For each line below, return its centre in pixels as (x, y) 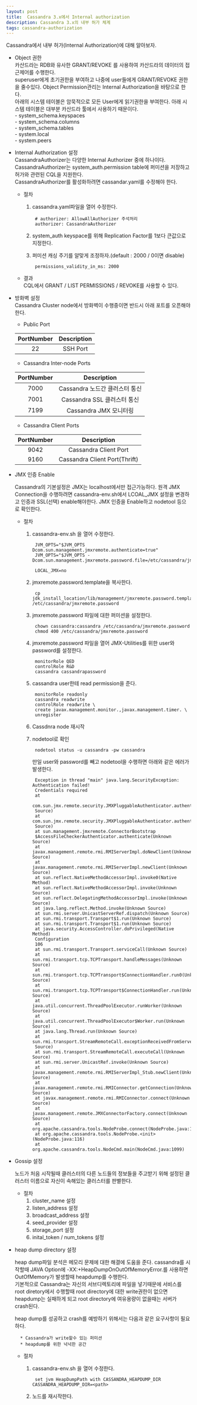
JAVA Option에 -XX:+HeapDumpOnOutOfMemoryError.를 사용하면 (109, 1270)
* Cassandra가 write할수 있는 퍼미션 (61, 1338)
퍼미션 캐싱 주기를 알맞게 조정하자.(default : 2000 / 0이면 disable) (108, 256)
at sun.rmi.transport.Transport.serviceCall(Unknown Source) (111, 950)
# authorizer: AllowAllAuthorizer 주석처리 (86, 219)
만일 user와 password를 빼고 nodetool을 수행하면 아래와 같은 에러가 (111, 762)
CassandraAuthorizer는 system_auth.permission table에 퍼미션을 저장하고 (102, 167)
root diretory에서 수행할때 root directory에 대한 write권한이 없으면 (91, 1292)
